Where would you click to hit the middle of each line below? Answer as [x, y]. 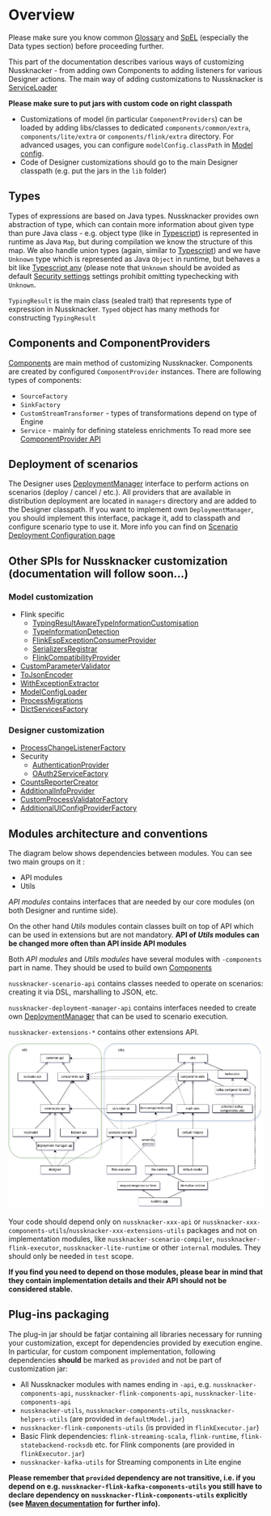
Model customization [51, 596]
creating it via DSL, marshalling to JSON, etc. [83, 992]
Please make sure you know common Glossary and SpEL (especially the [129, 37]
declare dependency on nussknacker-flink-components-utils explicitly [128, 1495]
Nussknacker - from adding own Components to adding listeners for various [135, 70]
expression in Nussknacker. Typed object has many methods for [114, 309]
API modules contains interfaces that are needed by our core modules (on [131, 902]
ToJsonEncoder [47, 675]
